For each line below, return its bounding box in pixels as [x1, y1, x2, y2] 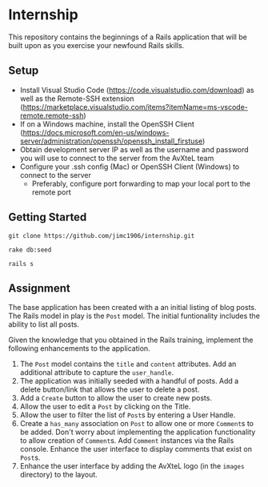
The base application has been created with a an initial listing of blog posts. [8, 303, 257, 312]
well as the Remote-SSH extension [19, 94, 134, 103]
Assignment [8, 281, 70, 295]
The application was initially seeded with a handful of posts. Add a [19, 376, 239, 386]
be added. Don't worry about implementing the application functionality [19, 427, 256, 437]
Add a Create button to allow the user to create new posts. [19, 393, 212, 403]
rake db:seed [8, 246, 52, 254]
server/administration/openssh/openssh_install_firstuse [19, 136, 203, 146]
